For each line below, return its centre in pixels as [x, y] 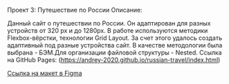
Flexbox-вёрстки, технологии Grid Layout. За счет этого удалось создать [115, 38]
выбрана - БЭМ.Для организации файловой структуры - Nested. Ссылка [115, 52]
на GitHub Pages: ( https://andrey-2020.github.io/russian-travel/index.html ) [114, 60]
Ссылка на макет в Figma [45, 73]
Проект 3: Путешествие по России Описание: [75, 10]
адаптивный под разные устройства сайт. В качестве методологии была [115, 45]
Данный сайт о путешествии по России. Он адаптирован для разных [109, 23]
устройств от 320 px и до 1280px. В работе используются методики [108, 31]
